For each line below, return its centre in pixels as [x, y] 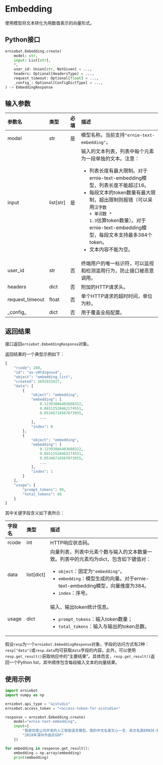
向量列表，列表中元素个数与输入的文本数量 [99, 552]
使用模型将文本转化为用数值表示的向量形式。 [50, 23]
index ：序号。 [74, 593]
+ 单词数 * [101, 214]
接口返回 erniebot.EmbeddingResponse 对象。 [48, 344]
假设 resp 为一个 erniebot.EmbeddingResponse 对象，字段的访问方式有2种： [77, 644]
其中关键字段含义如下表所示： [35, 513]
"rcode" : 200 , [28, 368]
